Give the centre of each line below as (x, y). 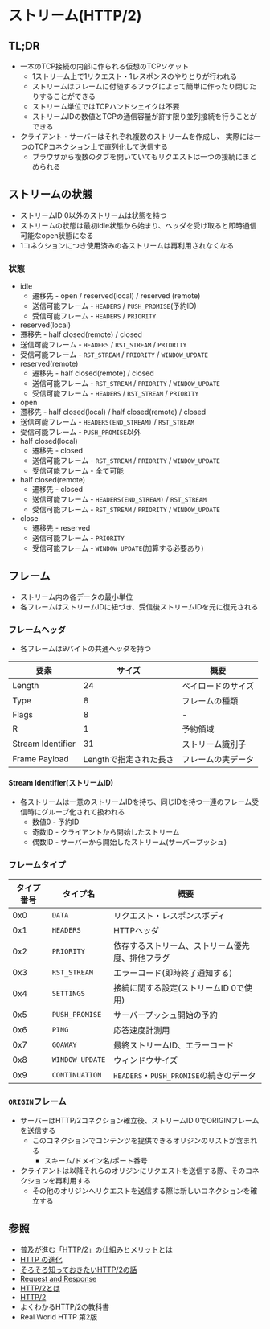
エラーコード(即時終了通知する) (173, 973)
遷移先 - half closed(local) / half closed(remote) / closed (113, 412)
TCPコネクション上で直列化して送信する (101, 146)
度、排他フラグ (142, 958)
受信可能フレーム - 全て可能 (78, 471)
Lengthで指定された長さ (129, 760)
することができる (67, 96)
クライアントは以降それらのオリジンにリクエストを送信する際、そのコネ (139, 1171)
